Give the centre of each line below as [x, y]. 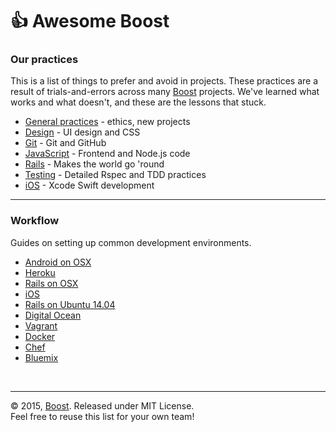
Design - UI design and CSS [82, 132]
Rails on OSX [51, 283]
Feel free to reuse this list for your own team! [102, 416]
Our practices [44, 60]
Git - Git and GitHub [65, 143]
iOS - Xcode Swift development [89, 185]
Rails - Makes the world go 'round [94, 164]
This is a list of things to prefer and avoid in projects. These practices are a [164, 81]
